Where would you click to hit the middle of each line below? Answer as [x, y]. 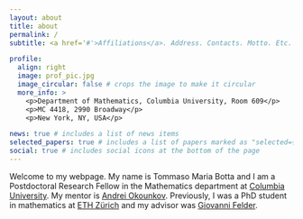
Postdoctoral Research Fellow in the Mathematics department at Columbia [147, 186]
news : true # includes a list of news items [94, 134]
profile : [26, 59]
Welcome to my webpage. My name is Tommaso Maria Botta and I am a [142, 176]
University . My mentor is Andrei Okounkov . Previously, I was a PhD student [148, 196]
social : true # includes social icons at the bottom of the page [134, 151]
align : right [42, 68]
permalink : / [34, 34]
